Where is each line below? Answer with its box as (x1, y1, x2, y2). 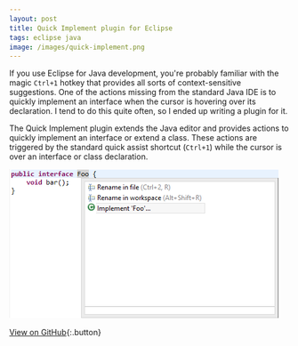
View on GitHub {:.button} (9, 327, 102, 338)
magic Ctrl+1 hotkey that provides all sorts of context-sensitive (9, 77, 242, 88)
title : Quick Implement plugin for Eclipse (9, 23, 173, 33)
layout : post (9, 14, 58, 23)
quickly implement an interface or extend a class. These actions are (9, 133, 258, 143)
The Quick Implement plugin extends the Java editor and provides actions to (9, 123, 289, 133)
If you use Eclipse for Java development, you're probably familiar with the (9, 68, 279, 79)
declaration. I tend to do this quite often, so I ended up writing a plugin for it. (9, 106, 288, 117)
